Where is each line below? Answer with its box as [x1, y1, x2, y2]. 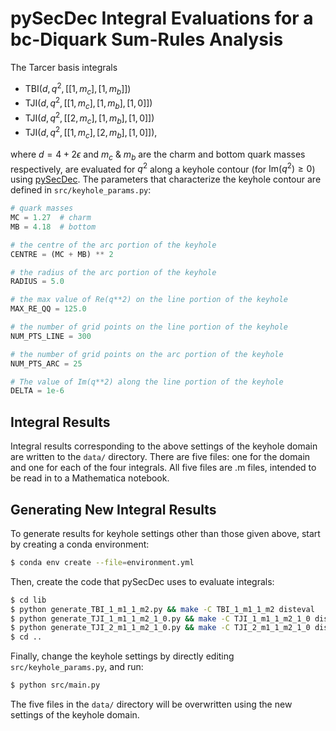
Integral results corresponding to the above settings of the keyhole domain [10, 440, 318, 452]
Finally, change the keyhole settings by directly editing [10, 650, 235, 662]
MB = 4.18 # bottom [10, 222, 97, 232]
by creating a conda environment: [10, 538, 150, 550]
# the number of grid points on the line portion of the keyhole [10, 322, 288, 332]
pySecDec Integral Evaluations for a [10, 7, 314, 30]
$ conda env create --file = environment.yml [10, 557, 195, 567]
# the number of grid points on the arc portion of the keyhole [10, 349, 284, 359]
